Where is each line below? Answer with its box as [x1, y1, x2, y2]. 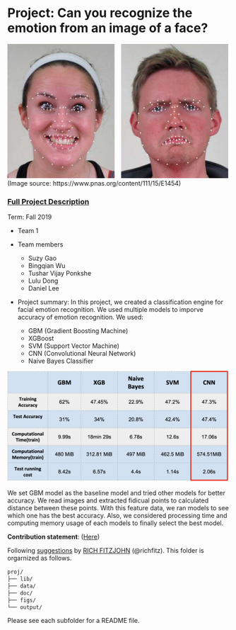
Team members [17, 240, 64, 249]
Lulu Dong [28, 276, 59, 285]
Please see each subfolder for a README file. [7, 617, 140, 625]
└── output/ [7, 604, 42, 611]
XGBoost [28, 334, 54, 342]
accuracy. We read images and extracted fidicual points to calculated [7, 496, 209, 505]
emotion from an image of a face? [7, 20, 208, 36]
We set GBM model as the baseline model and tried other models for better [7, 489, 226, 497]
